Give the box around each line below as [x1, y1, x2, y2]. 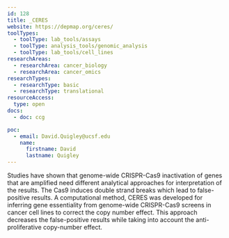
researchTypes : [7, 74, 52, 82]
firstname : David [25, 145, 77, 153]
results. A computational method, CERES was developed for [31, 193, 203, 202]
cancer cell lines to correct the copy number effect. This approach [7, 208, 198, 216]
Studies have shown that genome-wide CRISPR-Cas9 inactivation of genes [7, 171, 223, 180]
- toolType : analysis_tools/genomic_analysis [13, 42, 148, 49]
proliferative [7, 223, 42, 231]
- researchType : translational [13, 88, 104, 95]
